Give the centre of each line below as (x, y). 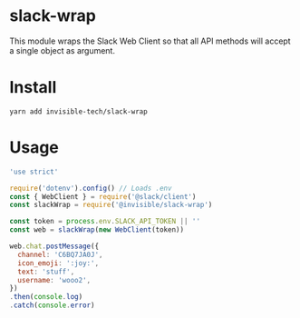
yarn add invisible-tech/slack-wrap (78, 111)
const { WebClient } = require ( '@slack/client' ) (103, 196)
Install (33, 88)
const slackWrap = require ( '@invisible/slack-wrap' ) (111, 205)
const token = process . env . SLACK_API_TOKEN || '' (105, 222)
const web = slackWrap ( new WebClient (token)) (97, 230)
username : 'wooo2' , (54, 280)
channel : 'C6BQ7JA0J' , (60, 254)
